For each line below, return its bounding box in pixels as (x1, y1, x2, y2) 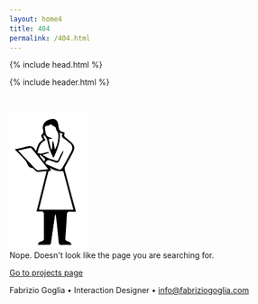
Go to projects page (9, 267, 84, 279)
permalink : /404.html (9, 33, 91, 42)
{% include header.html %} (9, 77, 110, 88)
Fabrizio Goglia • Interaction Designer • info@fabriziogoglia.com (9, 285, 250, 296)
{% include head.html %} (9, 60, 103, 70)
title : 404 (9, 23, 51, 33)
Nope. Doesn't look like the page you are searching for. (9, 250, 215, 261)
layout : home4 (9, 14, 63, 23)
